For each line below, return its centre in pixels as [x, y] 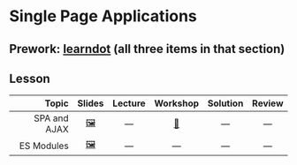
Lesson [30, 78]
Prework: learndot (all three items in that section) [147, 49]
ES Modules [44, 146]
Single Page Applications [103, 16]
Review [267, 103]
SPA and [51, 118]
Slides [91, 103]
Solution [225, 103]
